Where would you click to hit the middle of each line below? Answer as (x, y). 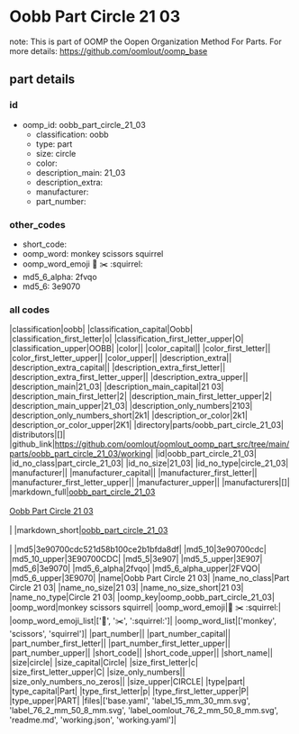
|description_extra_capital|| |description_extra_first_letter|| (118, 367)
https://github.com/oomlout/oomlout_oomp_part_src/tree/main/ (172, 444)
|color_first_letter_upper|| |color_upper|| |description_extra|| (121, 358)
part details (42, 80)
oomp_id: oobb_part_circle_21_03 (84, 124)
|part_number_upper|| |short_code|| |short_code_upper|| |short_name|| (141, 653)
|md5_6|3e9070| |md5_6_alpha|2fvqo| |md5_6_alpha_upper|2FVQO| (135, 568)
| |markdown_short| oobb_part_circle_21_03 (89, 530)
